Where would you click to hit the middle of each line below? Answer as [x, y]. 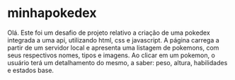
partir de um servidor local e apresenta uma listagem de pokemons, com [113, 47]
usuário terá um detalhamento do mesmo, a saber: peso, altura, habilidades [117, 62]
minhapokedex [52, 13]
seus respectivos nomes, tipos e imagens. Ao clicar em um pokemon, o [111, 55]
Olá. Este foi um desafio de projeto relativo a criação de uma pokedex [109, 33]
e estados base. [31, 70]
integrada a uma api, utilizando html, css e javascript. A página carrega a [113, 40]
